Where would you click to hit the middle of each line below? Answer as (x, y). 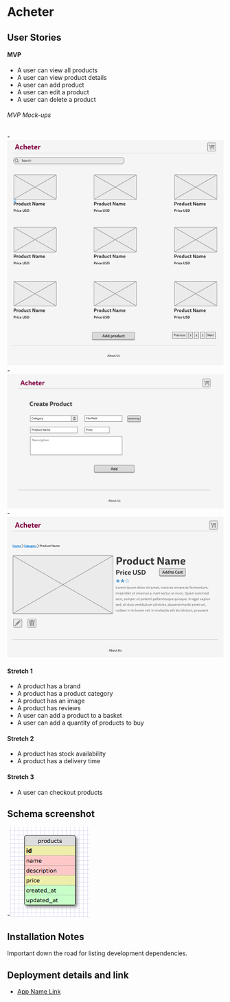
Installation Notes (46, 937)
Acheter (31, 12)
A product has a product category (65, 694)
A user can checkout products (60, 792)
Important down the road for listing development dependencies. (97, 953)
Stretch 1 (20, 671)
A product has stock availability (61, 754)
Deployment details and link (68, 975)
